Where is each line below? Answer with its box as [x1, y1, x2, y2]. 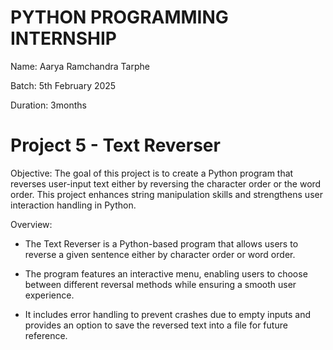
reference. [24, 329, 68, 341]
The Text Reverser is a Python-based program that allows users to [24, 237, 299, 250]
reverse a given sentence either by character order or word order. [24, 248, 296, 260]
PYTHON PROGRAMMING [10, 6, 229, 29]
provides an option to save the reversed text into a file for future [24, 319, 288, 331]
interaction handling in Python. [10, 199, 137, 211]
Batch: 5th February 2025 [10, 79, 117, 91]
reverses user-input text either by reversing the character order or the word [10, 177, 322, 190]
